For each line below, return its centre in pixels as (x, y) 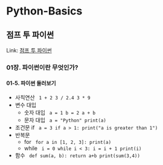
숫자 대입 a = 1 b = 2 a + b (59, 113)
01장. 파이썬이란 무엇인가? (42, 67)
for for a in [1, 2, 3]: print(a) (68, 142)
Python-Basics (44, 11)
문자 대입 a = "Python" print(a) (65, 120)
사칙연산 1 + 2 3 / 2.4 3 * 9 (53, 98)
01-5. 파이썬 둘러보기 (31, 83)
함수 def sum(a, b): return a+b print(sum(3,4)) (78, 155)
